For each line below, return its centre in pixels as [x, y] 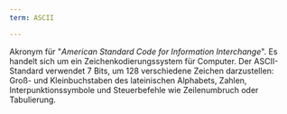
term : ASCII [32, 18]
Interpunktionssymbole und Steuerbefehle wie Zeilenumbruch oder [134, 90]
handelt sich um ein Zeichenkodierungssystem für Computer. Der [131, 61]
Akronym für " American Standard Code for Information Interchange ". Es [143, 52]
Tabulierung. [33, 100]
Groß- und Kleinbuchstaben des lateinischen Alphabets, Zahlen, [128, 80]
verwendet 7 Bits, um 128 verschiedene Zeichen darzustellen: [159, 71]
